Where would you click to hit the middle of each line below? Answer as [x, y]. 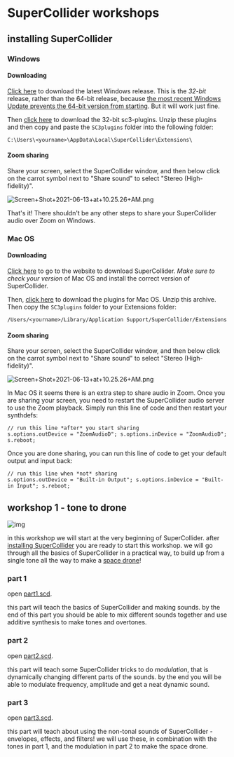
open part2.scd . [30, 656]
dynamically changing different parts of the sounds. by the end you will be [115, 677]
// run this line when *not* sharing [62, 474]
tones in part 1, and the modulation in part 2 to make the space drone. [108, 746]
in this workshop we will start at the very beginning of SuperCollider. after [113, 538]
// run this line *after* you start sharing [73, 428]
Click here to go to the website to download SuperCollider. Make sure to [111, 271]
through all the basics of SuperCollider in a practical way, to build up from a [116, 553]
